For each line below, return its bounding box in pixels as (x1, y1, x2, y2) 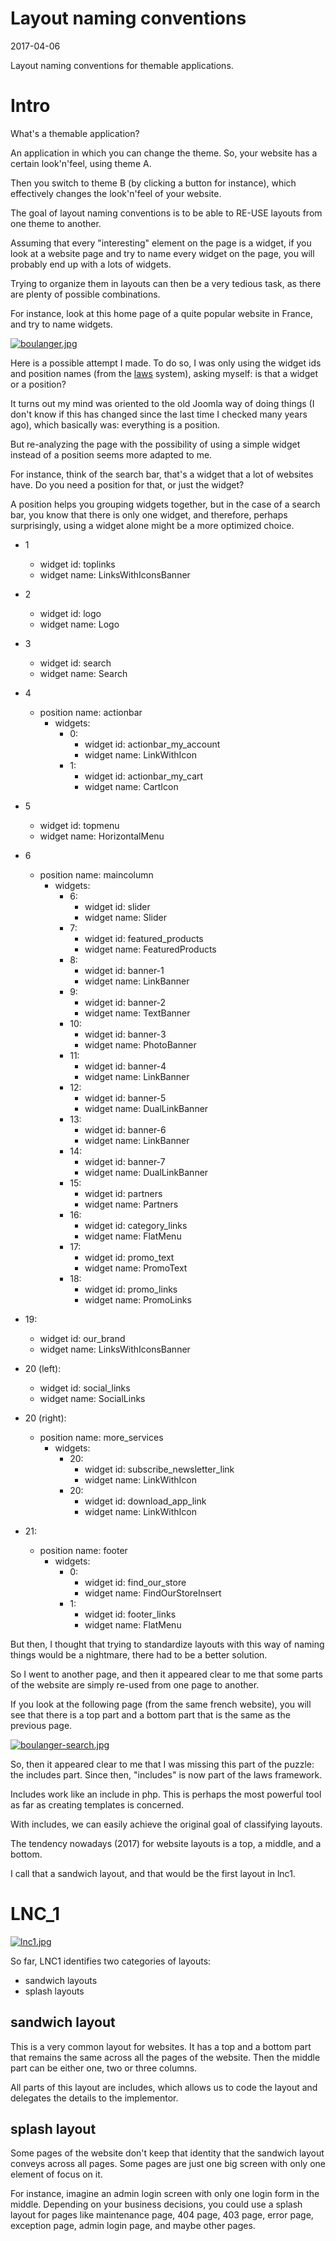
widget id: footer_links (84, 1608, 177, 1620)
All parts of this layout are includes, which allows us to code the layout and (10, 2081, 318, 2093)
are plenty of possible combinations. (10, 288, 161, 300)
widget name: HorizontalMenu (39, 830, 165, 842)
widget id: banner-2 (84, 996, 167, 1008)
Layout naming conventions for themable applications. (10, 59, 234, 71)
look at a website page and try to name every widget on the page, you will (10, 247, 315, 259)
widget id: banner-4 (84, 1060, 167, 1072)
